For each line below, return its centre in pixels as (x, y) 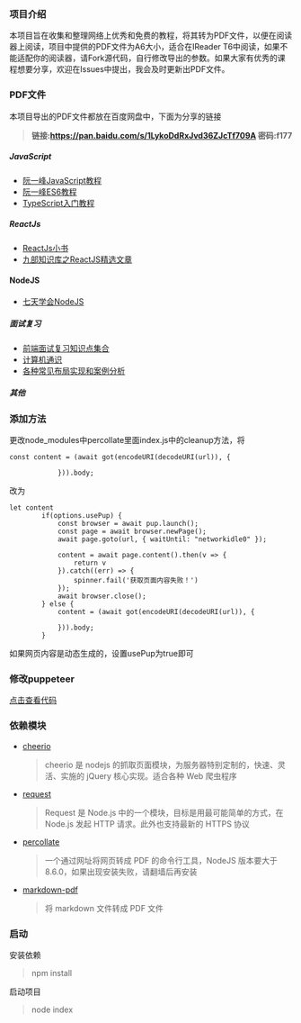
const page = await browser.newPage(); (132, 532)
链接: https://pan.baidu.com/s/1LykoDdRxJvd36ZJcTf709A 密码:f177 (162, 135)
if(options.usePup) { (82, 516)
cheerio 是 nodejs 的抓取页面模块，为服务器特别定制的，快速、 (161, 765)
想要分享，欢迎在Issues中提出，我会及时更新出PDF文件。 (123, 69)
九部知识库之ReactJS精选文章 (77, 259)
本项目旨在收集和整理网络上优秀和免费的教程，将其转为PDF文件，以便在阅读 (151, 36)
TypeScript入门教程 (58, 203)
